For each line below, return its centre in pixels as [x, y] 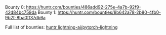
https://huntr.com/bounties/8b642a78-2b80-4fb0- [109, 12]
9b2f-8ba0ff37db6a [25, 17]
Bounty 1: [47, 12]
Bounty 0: [15, 7]
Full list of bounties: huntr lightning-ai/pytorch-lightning [61, 27]
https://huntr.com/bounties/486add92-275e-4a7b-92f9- [83, 7]
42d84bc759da [21, 12]
